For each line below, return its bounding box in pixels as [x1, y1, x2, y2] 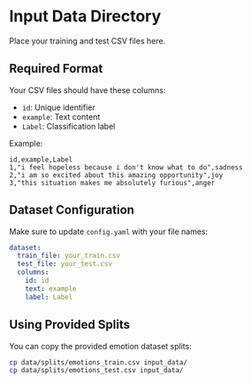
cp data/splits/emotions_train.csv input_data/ [9, 357, 188, 367]
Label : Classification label [21, 121, 116, 131]
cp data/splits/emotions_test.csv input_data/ [9, 366, 184, 375]
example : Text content [21, 111, 101, 121]
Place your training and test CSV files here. [9, 35, 166, 46]
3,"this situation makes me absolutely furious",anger [9, 178, 216, 187]
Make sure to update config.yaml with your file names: [9, 226, 209, 237]
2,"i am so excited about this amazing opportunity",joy [9, 170, 224, 179]
